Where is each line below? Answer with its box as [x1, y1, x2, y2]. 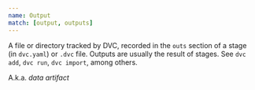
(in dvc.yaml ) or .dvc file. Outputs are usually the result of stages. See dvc [8, 49, 246, 58]
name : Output [8, 11, 51, 20]
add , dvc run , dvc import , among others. [8, 57, 138, 67]
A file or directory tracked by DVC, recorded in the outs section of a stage [8, 40, 247, 50]
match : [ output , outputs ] [8, 19, 93, 27]
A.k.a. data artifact [8, 73, 69, 82]
